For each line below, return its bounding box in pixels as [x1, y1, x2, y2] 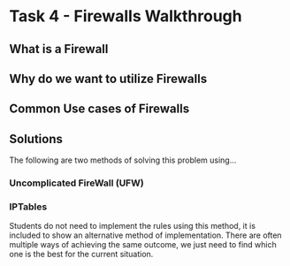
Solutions [9, 131, 64, 147]
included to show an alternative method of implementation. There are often [9, 230, 282, 240]
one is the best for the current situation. [9, 249, 154, 260]
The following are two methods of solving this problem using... [9, 155, 237, 165]
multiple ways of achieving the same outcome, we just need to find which [9, 239, 277, 250]
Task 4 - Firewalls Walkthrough [9, 6, 242, 27]
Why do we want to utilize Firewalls [9, 71, 208, 86]
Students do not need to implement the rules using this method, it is [9, 221, 256, 232]
